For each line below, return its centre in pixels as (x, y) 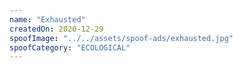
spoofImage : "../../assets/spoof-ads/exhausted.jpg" (121, 38)
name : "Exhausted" (47, 19)
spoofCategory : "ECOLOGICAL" (70, 47)
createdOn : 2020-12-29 (56, 29)
